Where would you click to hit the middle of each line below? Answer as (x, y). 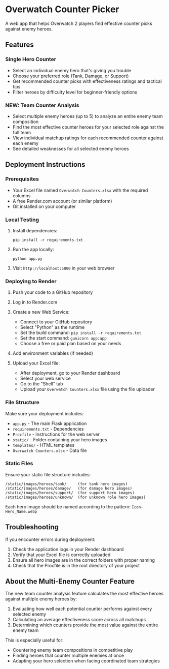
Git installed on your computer (44, 206)
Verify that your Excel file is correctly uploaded (61, 555)
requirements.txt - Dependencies (48, 429)
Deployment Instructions (45, 164)
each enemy (26, 143)
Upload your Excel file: (36, 363)
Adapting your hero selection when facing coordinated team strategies (86, 661)
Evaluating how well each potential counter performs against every (82, 609)
